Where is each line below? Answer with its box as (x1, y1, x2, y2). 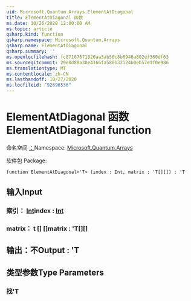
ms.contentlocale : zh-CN (6, 71, 69, 77)
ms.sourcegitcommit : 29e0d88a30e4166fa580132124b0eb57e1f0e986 (6, 59, 169, 65)
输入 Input (6, 187, 42, 197)
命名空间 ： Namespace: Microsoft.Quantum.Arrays (6, 144, 133, 151)
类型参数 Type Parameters (6, 267, 105, 277)
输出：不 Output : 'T (6, 245, 80, 255)
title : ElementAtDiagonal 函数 (6, 15, 83, 21)
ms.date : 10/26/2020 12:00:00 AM (6, 20, 91, 26)
